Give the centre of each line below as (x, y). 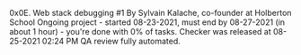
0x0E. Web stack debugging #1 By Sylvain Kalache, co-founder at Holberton (150, 13)
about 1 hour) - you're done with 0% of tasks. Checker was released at (140, 31)
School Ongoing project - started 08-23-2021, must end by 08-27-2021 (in (147, 22)
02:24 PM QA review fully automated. (111, 41)
